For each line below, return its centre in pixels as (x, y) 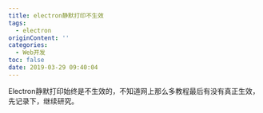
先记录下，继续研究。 (43, 101)
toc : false (26, 60)
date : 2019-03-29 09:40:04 (53, 68)
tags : (17, 23)
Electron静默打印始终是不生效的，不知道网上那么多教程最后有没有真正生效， (134, 91)
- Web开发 (30, 53)
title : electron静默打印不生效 (56, 16)
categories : (28, 45)
